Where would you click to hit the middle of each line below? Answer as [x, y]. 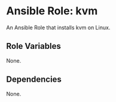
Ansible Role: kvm [52, 11]
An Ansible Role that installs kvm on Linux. [58, 27]
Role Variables [33, 46]
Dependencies [34, 80]
